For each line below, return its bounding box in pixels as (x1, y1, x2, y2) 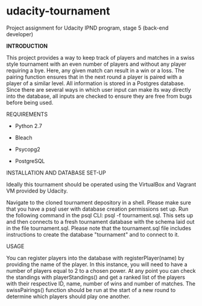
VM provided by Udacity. (6, 187, 68, 194)
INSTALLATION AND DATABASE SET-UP (6, 169, 107, 176)
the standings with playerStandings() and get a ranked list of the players (6, 273, 186, 281)
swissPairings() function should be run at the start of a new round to (6, 286, 176, 293)
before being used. (6, 98, 54, 106)
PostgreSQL (14, 157, 45, 164)
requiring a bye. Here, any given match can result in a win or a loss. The (6, 66, 185, 74)
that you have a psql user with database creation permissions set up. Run (6, 205, 189, 212)
